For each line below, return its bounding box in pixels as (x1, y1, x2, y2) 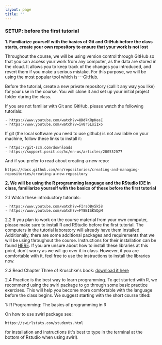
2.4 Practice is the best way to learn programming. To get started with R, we (5, 276, 158, 282)
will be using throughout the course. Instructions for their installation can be (5, 237, 157, 243)
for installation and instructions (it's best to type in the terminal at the (5, 329, 143, 335)
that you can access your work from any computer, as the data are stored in (5, 58, 157, 64)
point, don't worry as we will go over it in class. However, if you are (5, 247, 139, 253)
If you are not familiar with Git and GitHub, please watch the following (5, 103, 144, 109)
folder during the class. (5, 93, 51, 100)
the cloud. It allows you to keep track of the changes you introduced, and (5, 64, 151, 69)
